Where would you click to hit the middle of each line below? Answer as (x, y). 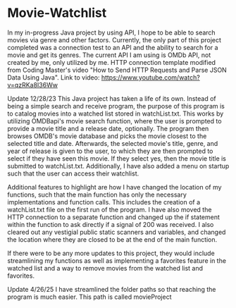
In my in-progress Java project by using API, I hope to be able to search (112, 32)
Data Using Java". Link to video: (54, 77)
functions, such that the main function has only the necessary (97, 195)
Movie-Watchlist (57, 13)
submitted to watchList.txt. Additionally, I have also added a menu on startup (118, 166)
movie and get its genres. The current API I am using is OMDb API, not (109, 55)
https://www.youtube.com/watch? (151, 77)
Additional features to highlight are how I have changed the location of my (114, 187)
